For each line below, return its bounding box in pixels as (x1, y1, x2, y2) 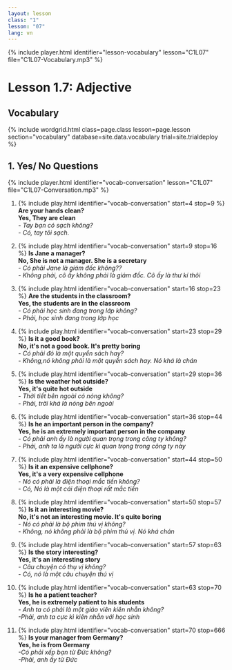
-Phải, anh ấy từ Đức (17, 656, 78, 664)
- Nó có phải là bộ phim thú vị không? (17, 520, 126, 529)
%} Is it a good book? (17, 335, 80, 343)
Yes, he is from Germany (17, 641, 90, 649)
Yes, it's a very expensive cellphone (17, 470, 124, 478)
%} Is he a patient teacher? (17, 591, 97, 599)
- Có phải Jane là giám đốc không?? (17, 264, 122, 273)
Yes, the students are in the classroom (17, 299, 130, 308)
